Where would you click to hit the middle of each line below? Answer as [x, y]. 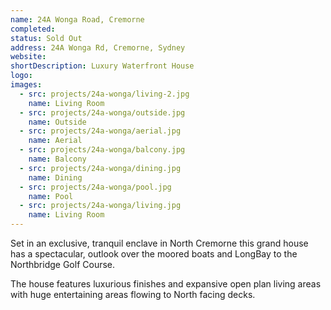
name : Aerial [55, 141]
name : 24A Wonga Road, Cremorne [77, 19]
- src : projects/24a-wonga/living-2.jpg [104, 94]
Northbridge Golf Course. [63, 264]
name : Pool [51, 196]
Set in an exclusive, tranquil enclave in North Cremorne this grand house [159, 243]
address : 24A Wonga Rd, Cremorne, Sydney [98, 47]
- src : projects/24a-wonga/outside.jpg [102, 112]
